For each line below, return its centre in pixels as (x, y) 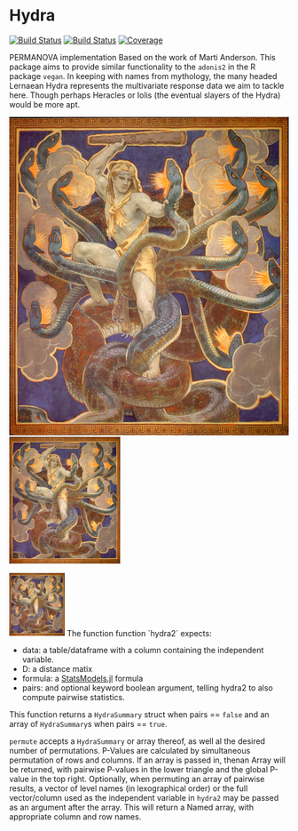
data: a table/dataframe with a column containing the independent (143, 651)
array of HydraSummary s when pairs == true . (88, 724)
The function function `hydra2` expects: (139, 633)
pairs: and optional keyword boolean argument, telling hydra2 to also (147, 688)
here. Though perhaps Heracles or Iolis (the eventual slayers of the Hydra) (145, 95)
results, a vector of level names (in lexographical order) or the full (129, 788)
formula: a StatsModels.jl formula (82, 679)
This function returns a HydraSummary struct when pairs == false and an (139, 715)
